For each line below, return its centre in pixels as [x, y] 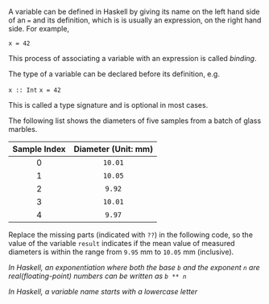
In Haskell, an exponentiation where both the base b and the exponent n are [134, 267]
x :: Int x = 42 [35, 90]
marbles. [23, 129]
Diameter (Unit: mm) [114, 149]
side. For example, [39, 29]
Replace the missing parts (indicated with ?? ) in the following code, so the [131, 235]
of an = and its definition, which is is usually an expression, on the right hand [135, 20]
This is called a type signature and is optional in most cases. [108, 105]
